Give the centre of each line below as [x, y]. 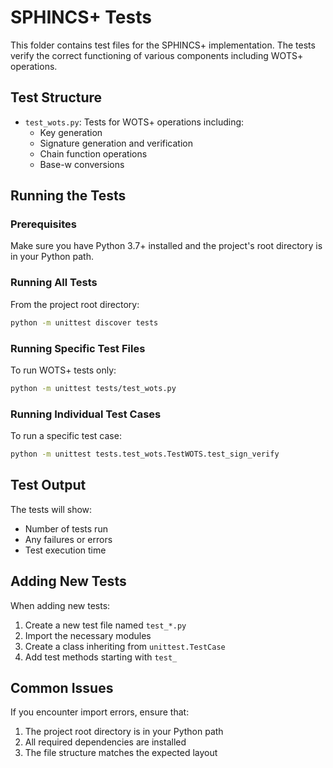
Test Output [48, 485]
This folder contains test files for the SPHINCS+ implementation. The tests [163, 45]
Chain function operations [93, 153]
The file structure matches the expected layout [121, 753]
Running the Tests [68, 196]
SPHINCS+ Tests [81, 17]
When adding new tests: [60, 605]
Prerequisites [43, 224]
